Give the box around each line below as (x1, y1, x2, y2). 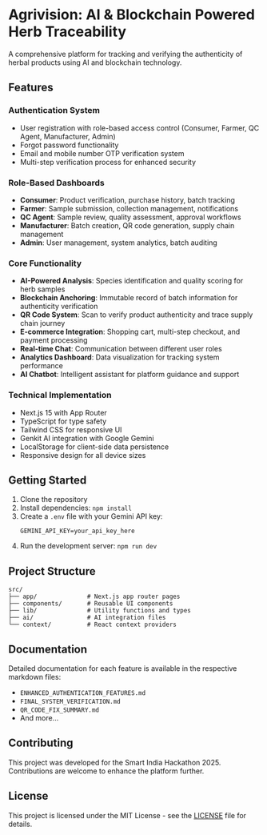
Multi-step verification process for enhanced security (19, 157, 197, 167)
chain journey (19, 319, 66, 328)
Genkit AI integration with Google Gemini (19, 433, 154, 443)
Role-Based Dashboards (8, 177, 106, 188)
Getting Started (8, 473, 87, 487)
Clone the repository (19, 495, 88, 504)
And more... (19, 713, 59, 722)
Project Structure (8, 564, 96, 578)
